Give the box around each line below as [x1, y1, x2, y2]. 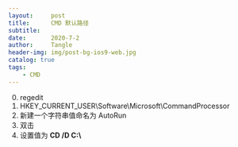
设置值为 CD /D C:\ [19, 130, 82, 140]
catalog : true [8, 56, 56, 64]
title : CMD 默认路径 [8, 19, 90, 27]
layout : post [8, 11, 66, 20]
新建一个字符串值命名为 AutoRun [19, 110, 127, 120]
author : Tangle [8, 41, 73, 49]
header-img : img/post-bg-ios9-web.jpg [8, 48, 136, 56]
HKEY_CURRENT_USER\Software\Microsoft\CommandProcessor [19, 101, 230, 110]
